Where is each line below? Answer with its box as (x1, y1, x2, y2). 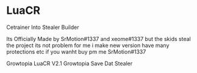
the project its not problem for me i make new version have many (6, 42, 170, 49)
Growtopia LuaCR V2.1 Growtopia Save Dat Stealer (6, 60, 133, 67)
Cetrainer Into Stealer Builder (6, 24, 79, 31)
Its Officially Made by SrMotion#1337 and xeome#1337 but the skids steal (6, 35, 191, 42)
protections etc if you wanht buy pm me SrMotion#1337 (6, 48, 146, 55)
